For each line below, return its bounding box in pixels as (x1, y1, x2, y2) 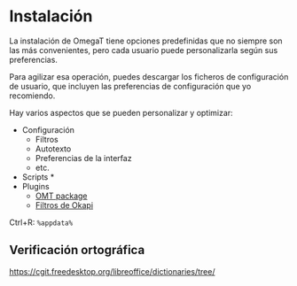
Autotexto (35, 143, 72, 154)
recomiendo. (9, 90, 56, 101)
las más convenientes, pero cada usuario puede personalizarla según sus (9, 44, 278, 55)
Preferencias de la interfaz (35, 152, 132, 163)
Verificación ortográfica (9, 243, 145, 258)
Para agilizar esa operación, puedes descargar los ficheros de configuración (9, 71, 289, 81)
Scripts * (21, 171, 55, 182)
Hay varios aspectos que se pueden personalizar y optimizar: (9, 107, 233, 118)
